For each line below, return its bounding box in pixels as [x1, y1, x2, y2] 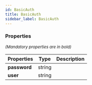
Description [56, 55, 85, 62]
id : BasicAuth [5, 7, 35, 12]
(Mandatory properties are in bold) [5, 44, 72, 49]
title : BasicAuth [5, 12, 41, 17]
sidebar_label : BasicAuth [5, 16, 59, 21]
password [7, 64, 32, 71]
